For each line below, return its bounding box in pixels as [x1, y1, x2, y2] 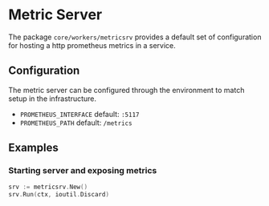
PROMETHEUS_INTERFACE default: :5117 [19, 109, 140, 119]
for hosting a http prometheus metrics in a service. [8, 40, 177, 50]
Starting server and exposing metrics [8, 165, 157, 176]
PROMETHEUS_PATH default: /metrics [19, 118, 132, 127]
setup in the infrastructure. [8, 94, 97, 103]
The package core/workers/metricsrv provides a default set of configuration [8, 32, 262, 42]
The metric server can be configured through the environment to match [8, 85, 245, 95]
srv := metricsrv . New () [8, 183, 88, 192]
